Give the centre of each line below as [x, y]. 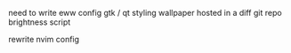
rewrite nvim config [44, 39]
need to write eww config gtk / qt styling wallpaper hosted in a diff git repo [145, 13]
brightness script [40, 22]
